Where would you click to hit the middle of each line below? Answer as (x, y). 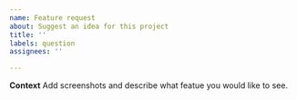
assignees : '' (36, 52)
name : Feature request (52, 18)
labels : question (42, 43)
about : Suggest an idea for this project (89, 26)
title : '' (28, 35)
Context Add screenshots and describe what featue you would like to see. (149, 85)
